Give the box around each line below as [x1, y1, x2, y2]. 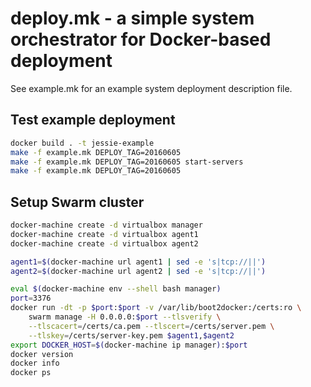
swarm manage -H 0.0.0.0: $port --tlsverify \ [28, 312, 222, 322]
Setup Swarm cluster [10, 193, 145, 211]
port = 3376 [10, 293, 52, 304]
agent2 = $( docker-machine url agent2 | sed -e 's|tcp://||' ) [10, 266, 267, 276]
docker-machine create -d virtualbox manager [10, 220, 203, 231]
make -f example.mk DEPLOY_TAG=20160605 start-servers [10, 157, 244, 167]
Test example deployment [10, 112, 176, 129]
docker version [10, 349, 74, 359]
